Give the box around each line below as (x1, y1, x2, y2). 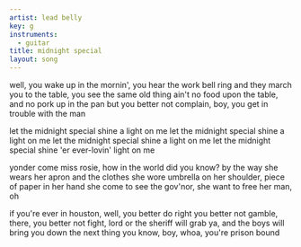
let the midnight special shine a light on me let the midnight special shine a (9, 126, 285, 136)
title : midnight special (9, 47, 102, 56)
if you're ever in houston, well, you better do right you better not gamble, (9, 208, 279, 218)
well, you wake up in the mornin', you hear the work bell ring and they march (9, 80, 292, 90)
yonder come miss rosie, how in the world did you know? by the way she (9, 163, 279, 172)
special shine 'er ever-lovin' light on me (9, 145, 155, 155)
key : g (9, 22, 34, 31)
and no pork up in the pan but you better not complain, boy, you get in (9, 99, 269, 109)
